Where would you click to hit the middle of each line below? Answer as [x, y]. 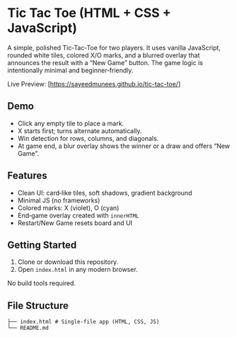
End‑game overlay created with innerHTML [78, 215]
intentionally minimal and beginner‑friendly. [70, 70]
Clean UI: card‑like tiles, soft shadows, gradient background [105, 193]
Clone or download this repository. [68, 262]
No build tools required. [42, 283]
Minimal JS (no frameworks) [59, 200]
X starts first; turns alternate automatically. [80, 131]
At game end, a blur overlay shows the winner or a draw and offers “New [124, 146]
